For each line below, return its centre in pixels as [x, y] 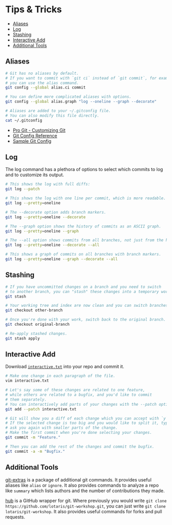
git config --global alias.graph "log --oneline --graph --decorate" [81, 102]
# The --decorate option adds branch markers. [56, 212]
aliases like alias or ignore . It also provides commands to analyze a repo [82, 485]
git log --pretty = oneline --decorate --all [52, 245]
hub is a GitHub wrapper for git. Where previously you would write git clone [86, 500]
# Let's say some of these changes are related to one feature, [75, 390]
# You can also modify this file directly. [52, 115]
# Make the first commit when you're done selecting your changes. [79, 433]
